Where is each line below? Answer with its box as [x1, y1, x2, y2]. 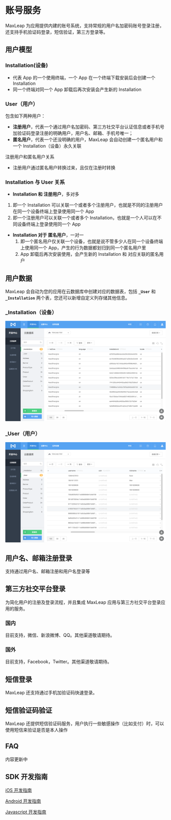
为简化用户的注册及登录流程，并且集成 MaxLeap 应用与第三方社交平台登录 [5, 599, 161, 605]
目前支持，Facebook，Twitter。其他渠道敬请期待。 [5, 659, 112, 665]
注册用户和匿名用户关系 [5, 154, 54, 160]
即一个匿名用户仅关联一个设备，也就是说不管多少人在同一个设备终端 [20, 238, 163, 245]
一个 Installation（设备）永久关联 [12, 142, 81, 149]
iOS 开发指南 [5, 787, 32, 793]
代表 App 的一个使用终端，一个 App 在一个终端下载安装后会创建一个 [12, 75, 156, 81]
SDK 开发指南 [5, 773, 48, 781]
